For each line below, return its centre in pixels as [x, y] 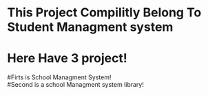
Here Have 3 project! [67, 58]
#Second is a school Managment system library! [76, 85]
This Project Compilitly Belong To [104, 13]
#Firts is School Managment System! [59, 77]
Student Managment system [90, 27]
